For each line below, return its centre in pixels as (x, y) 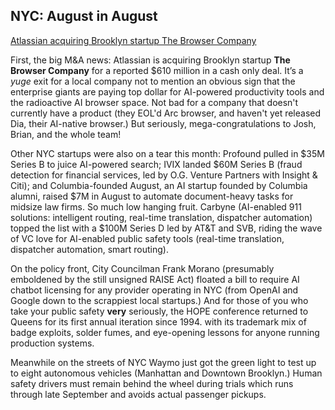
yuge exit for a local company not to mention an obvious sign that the (153, 81)
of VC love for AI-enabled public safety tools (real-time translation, (147, 238)
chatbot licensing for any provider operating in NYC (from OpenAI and (154, 290)
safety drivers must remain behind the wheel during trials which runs (152, 383)
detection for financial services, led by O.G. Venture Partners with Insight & (164, 175)
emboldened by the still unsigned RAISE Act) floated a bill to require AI (155, 279)
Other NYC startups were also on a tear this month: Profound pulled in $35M (167, 153)
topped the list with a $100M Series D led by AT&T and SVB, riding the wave (166, 228)
